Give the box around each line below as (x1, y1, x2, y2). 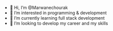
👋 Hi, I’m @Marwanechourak (9, 5, 68, 10)
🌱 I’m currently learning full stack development (9, 15, 105, 21)
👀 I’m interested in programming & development (9, 10, 107, 16)
